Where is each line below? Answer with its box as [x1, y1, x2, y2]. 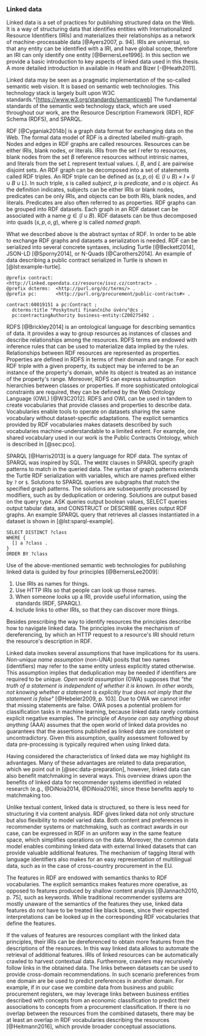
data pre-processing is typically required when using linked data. [6, 741, 170, 748]
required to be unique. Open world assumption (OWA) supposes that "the [6, 675, 192, 683]
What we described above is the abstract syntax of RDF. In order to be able [6, 231, 196, 238]
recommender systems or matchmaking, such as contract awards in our [6, 823, 188, 831]
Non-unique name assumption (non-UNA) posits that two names [6, 656, 170, 664]
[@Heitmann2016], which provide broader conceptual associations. [6, 1023, 177, 1030]
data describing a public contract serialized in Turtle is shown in [6, 256, 167, 264]
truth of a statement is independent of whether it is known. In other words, [6, 682, 194, 689]
